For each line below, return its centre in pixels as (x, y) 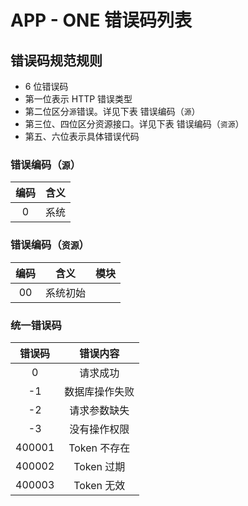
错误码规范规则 (56, 60)
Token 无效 (99, 485)
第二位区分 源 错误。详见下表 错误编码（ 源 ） (112, 111)
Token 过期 (99, 466)
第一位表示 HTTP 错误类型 (78, 99)
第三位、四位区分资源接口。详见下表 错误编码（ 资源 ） (134, 124)
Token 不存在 (99, 448)
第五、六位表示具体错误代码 (82, 136)
